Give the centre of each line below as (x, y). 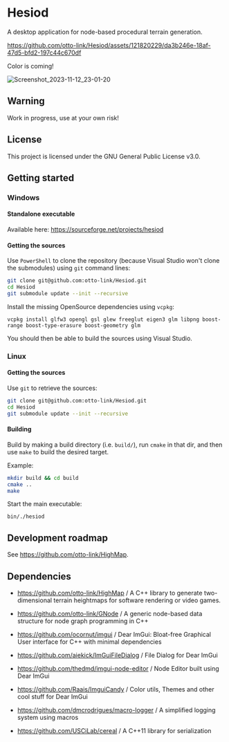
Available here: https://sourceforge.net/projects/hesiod (85, 230)
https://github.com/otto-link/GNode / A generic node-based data (110, 614)
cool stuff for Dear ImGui (52, 697)
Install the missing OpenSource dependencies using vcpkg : (91, 306)
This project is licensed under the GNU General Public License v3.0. (104, 156)
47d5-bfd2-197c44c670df (44, 53)
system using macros (48, 718)
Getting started (41, 178)
